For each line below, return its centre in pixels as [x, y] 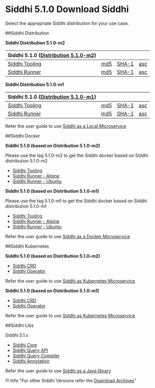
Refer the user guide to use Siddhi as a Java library [58, 371]
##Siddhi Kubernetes [27, 246]
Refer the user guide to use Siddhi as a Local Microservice [66, 126]
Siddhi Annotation [31, 361]
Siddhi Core [25, 345]
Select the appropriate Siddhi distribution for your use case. [67, 23]
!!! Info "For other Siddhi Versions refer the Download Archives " [71, 380]
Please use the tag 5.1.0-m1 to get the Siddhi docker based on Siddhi [76, 201]
